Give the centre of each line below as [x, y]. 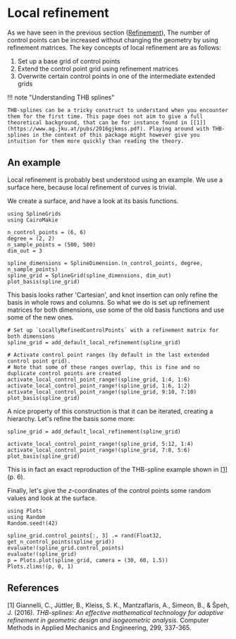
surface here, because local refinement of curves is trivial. [92, 187]
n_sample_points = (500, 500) [52, 245]
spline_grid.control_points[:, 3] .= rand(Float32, [85, 535]
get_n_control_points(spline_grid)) [61, 542]
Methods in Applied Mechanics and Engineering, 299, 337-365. [99, 627]
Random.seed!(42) [33, 523]
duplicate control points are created [64, 373]
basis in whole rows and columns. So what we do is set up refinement [108, 302]
